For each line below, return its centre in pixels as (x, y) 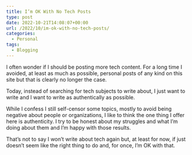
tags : (13, 45)
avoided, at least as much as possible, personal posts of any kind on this (95, 73)
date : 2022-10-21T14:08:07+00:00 (47, 22)
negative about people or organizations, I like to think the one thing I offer (95, 115)
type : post (19, 17)
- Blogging (25, 50)
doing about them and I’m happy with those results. (69, 127)
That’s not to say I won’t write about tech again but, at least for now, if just (96, 139)
